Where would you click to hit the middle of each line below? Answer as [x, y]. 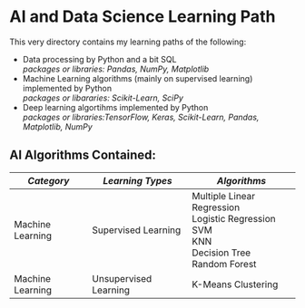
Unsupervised [122, 278]
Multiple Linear [224, 196]
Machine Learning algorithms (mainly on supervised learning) [138, 78]
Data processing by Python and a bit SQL [99, 59]
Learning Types [138, 180]
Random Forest [224, 264]
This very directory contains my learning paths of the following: [128, 42]
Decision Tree [221, 253]
